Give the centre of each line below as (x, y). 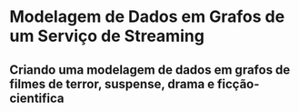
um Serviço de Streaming (107, 36)
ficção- (238, 84)
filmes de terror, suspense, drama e (112, 84)
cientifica (37, 98)
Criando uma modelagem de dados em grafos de (150, 70)
